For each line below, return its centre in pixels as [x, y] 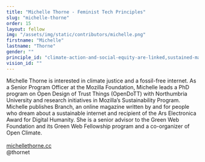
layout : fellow [26, 29]
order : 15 [19, 23]
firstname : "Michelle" [35, 40]
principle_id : [24, 57]
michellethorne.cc [29, 145]
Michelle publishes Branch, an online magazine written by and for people [98, 106]
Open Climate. [24, 133]
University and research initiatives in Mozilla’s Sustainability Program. [93, 100]
